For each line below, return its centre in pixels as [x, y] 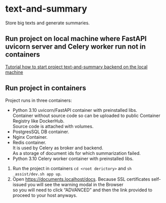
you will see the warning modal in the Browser [75, 184]
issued [19, 184]
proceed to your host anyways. [45, 195]
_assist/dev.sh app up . [37, 174]
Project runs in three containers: [39, 100]
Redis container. [29, 142]
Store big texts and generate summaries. [47, 23]
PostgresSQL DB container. [41, 132]
